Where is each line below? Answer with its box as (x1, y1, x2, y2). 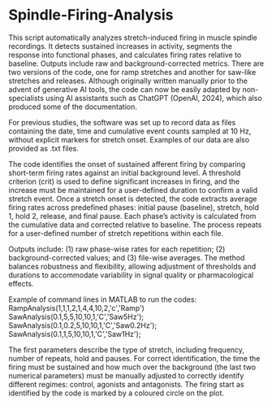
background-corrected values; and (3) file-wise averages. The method (8, 252, 245, 262)
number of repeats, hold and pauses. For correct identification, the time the (8, 353, 261, 363)
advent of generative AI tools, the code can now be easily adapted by (8, 84, 241, 94)
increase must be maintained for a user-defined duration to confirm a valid (8, 185, 258, 194)
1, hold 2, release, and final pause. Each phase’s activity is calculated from (8, 211, 257, 220)
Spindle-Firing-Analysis (8, 6, 174, 24)
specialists (8, 93, 45, 103)
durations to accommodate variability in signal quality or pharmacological (8, 270, 254, 280)
